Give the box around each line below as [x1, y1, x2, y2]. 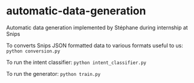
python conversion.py [6, 48, 61, 54]
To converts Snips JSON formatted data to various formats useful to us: [6, 42, 183, 49]
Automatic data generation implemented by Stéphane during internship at [6, 24, 188, 31]
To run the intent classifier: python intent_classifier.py [6, 59, 147, 66]
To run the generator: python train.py [6, 70, 101, 77]
